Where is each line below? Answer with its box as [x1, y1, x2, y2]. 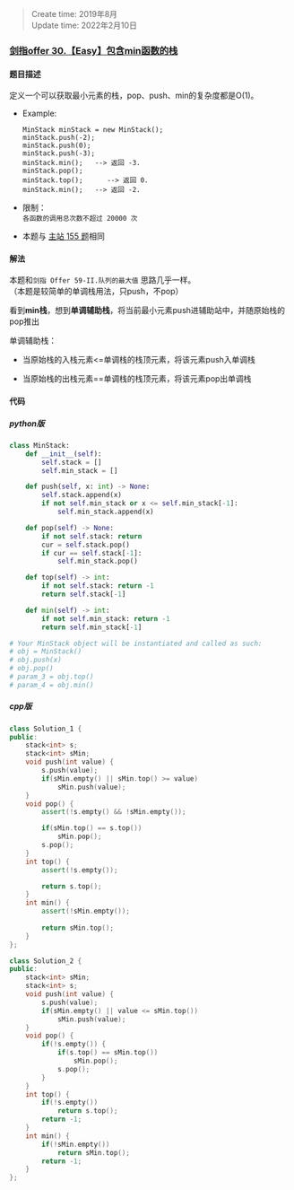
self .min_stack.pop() [56, 556, 139, 566]
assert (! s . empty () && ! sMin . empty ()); [41, 808, 186, 817]
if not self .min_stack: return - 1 [41, 614, 170, 623]
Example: [22, 108, 57, 119]
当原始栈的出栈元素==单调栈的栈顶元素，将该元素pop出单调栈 [22, 373, 252, 384]
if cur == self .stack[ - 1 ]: [41, 548, 143, 557]
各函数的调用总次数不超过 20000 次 [22, 214, 138, 223]
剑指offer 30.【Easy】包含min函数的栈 [9, 44, 178, 57]
